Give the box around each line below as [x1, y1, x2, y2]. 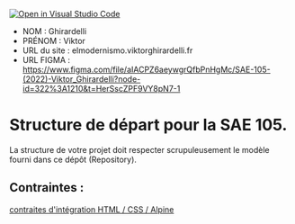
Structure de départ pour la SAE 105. [9, 115, 288, 135]
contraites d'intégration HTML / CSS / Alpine [9, 203, 174, 215]
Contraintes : [9, 180, 85, 195]
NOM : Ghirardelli [22, 26, 87, 36]
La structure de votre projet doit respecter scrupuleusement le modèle [9, 144, 270, 155]
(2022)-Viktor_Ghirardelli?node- [22, 74, 141, 85]
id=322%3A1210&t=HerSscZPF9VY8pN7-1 [22, 84, 181, 94]
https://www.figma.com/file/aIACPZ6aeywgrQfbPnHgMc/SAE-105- [22, 64, 272, 75]
